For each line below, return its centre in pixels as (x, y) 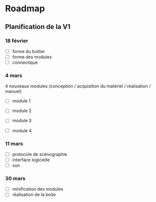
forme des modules (32, 57)
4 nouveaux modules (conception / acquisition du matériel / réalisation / (78, 86)
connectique (25, 62)
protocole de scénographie (40, 154)
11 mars (14, 144)
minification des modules (38, 189)
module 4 (22, 130)
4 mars (14, 75)
